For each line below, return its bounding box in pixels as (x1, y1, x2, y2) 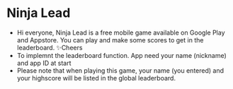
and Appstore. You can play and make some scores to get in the (16, 35, 204, 44)
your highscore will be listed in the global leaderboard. (16, 73, 176, 82)
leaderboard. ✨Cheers (16, 43, 83, 52)
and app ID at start (16, 59, 72, 67)
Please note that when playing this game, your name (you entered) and (16, 66, 225, 75)
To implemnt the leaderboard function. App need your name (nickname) (16, 51, 227, 59)
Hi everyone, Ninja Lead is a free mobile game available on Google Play (16, 28, 225, 37)
